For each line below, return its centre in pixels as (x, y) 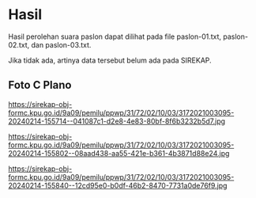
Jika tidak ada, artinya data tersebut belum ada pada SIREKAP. (110, 60)
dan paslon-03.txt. (61, 44)
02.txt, (19, 44)
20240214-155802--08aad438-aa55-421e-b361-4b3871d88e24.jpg (119, 153)
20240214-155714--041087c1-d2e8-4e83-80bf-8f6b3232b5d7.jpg (117, 121)
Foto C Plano (40, 85)
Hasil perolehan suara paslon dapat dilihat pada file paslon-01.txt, (115, 36)
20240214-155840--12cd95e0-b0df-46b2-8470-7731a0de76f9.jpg (118, 185)
